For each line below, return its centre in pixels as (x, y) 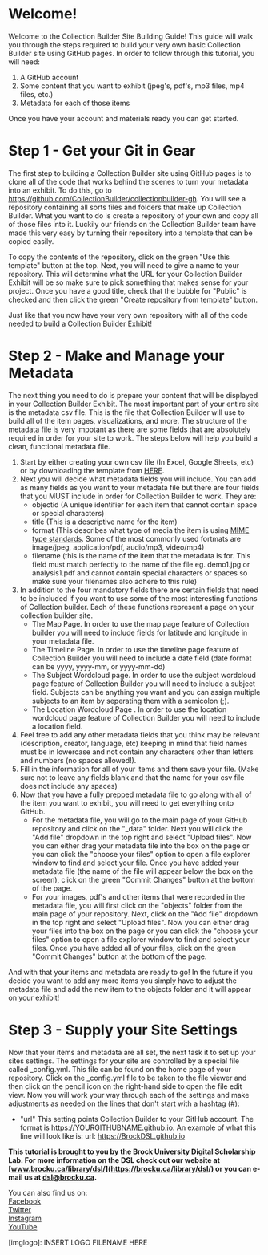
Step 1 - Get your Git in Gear (102, 151)
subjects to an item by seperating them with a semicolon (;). (130, 701)
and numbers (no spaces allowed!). (78, 760)
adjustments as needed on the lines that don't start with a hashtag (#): (124, 1103)
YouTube (23, 1227)
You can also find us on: (48, 1192)
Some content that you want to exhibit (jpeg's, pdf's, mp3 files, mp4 (132, 86)
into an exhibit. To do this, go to (60, 190)
